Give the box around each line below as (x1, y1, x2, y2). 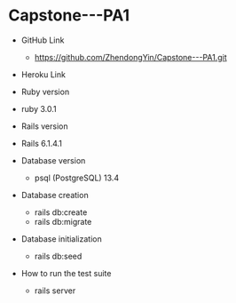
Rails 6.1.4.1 (20, 138, 63, 148)
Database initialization (20, 233, 103, 244)
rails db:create (34, 206, 88, 218)
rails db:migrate (34, 216, 92, 227)
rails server (34, 285, 76, 296)
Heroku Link (20, 68, 66, 80)
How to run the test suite (20, 267, 112, 278)
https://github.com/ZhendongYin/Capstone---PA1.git (34, 52, 227, 62)
